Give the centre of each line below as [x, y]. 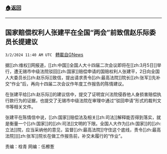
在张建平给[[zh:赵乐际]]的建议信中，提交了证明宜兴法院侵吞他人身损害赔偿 [81, 94]
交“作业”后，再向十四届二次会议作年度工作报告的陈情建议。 [66, 84]
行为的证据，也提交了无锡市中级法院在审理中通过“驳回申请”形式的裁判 [85, 101]
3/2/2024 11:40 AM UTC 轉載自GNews [44, 55]
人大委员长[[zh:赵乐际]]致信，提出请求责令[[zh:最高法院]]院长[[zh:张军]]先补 [83, 77]
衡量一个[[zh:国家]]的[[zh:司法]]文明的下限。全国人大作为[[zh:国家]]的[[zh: [85, 124]
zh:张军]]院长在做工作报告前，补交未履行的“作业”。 [73, 136]
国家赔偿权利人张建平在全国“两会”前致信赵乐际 [77, 33]
